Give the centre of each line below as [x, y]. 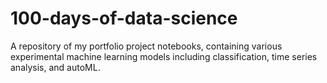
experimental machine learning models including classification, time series [164, 56]
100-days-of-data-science [124, 18]
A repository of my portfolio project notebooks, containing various [146, 46]
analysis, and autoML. [55, 67]
